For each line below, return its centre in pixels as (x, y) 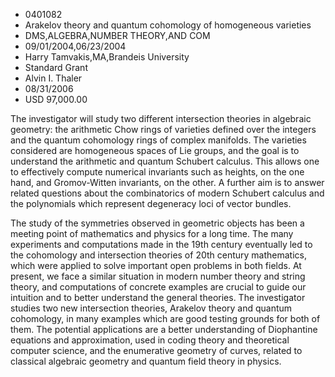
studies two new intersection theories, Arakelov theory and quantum (151, 308)
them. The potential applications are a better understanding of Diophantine (164, 329)
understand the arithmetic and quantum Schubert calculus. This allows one (165, 161)
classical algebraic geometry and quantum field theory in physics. (146, 361)
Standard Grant (56, 67)
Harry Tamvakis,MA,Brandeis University (107, 57)
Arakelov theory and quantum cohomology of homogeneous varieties (168, 25)
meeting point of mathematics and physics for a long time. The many (152, 233)
